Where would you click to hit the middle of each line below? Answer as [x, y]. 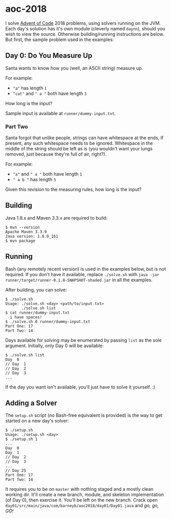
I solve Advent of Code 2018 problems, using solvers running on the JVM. [83, 23]
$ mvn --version [23, 227]
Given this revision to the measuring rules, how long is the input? [73, 189]
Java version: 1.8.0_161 [32, 236]
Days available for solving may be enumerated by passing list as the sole [84, 340]
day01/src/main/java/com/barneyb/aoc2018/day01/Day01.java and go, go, [82, 506]
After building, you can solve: [36, 290]
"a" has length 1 [30, 88]
